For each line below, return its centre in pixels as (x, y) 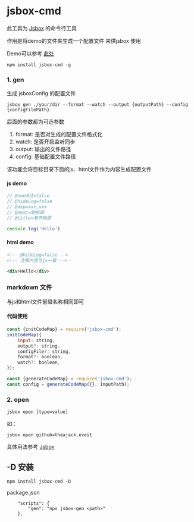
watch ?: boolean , (39, 362)
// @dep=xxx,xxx (27, 207)
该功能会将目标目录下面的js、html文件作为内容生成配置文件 (79, 169)
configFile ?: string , (44, 351)
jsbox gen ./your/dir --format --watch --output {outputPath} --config (97, 105)
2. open (18, 399)
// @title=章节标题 (29, 218)
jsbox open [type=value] (37, 412)
